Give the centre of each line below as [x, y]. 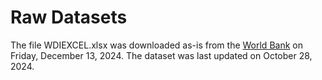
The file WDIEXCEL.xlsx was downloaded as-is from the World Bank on [156, 45]
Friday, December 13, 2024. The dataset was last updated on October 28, [161, 55]
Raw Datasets [69, 17]
